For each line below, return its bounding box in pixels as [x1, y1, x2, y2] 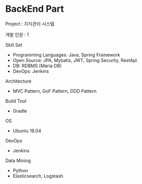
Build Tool [5, 98, 27, 104]
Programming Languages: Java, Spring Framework [12, 52, 120, 58]
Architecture [5, 78, 32, 84]
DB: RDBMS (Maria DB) [12, 63, 62, 69]
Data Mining [5, 157, 31, 163]
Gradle [12, 108, 27, 114]
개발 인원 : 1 [5, 31, 29, 37]
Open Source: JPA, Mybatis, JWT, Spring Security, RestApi [12, 57, 137, 63]
